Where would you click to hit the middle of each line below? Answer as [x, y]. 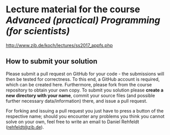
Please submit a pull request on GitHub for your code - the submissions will [85, 74]
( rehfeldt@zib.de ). [25, 127]
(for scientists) [38, 31]
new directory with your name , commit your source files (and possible [80, 95]
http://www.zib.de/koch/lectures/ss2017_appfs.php [59, 45]
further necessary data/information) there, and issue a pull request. [77, 101]
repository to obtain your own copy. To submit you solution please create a [85, 90]
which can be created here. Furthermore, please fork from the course [79, 84]
